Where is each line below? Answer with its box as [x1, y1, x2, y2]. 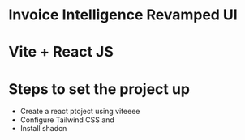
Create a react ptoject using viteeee [19, 107, 140, 117]
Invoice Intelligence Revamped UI [8, 6, 238, 24]
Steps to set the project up [8, 79, 191, 98]
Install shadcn [19, 124, 67, 134]
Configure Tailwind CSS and [19, 115, 115, 125]
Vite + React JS [8, 43, 114, 62]
